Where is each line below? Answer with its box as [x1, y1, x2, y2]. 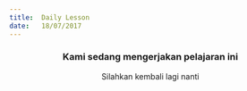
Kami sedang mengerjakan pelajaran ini [62, 51, 239, 63]
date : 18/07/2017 [9, 21, 82, 30]
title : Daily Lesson [9, 12, 90, 22]
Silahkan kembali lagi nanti [101, 70, 200, 81]
